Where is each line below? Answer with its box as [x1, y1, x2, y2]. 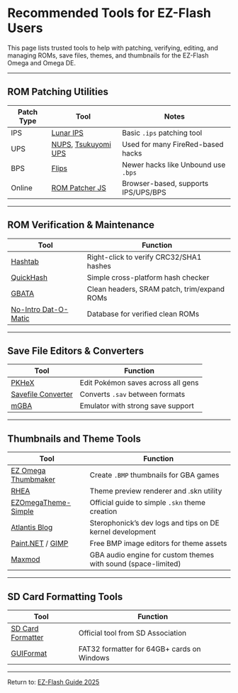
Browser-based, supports [121, 178, 209, 188]
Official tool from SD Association [78, 628, 186, 638]
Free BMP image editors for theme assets [89, 538, 227, 548]
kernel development [89, 527, 157, 537]
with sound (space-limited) [89, 559, 181, 569]
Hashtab [11, 256, 39, 266]
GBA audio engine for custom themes [89, 550, 215, 560]
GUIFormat [11, 648, 47, 658]
